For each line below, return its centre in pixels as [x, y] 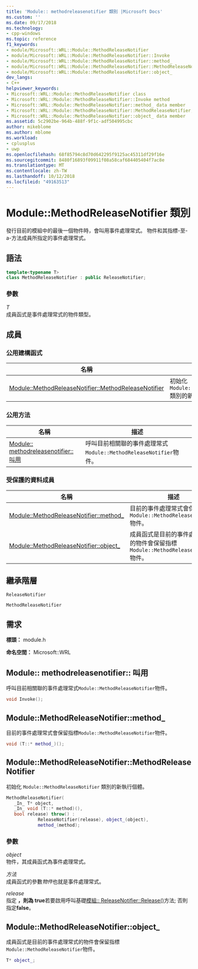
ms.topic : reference [32, 39]
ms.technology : [25, 28]
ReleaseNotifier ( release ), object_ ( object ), [93, 820]
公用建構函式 [24, 353]
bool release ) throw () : [44, 814]
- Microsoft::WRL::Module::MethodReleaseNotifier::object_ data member [96, 116]
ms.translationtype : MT [35, 165]
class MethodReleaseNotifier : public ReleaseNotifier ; [76, 278]
